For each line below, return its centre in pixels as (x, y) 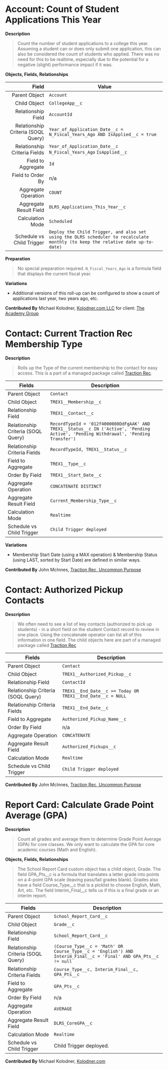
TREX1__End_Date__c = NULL (94, 696)
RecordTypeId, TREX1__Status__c (88, 449)
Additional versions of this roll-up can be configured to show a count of (86, 293)
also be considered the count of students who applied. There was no (88, 54)
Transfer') (63, 439)
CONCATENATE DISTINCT (75, 486)
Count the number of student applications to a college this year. (83, 43)
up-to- (146, 242)
